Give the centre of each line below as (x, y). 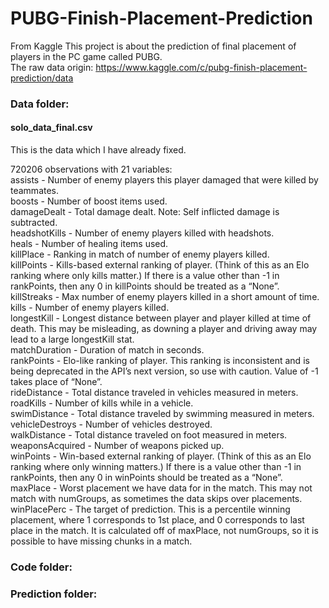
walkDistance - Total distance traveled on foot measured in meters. (149, 435)
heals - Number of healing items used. (89, 244)
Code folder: (41, 567)
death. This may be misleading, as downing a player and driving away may (164, 329)
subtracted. (34, 223)
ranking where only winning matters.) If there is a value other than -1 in (156, 467)
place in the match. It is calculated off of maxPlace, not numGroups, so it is (164, 531)
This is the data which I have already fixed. (98, 150)
